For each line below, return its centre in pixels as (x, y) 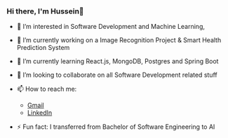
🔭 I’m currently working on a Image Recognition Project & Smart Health (119, 40)
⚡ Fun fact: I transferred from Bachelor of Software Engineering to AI (116, 127)
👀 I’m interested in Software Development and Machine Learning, (110, 27)
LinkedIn (40, 113)
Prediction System (43, 48)
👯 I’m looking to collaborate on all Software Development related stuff (117, 75)
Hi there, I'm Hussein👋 (46, 11)
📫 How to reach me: (47, 89)
